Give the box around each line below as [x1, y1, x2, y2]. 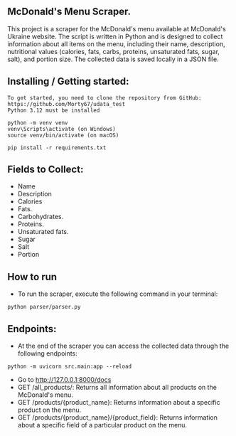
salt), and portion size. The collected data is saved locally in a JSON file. [7, 55, 219, 63]
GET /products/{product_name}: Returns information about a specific [17, 398, 220, 407]
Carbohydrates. [17, 213, 64, 221]
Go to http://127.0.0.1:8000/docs [17, 376, 112, 384]
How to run [7, 270, 58, 283]
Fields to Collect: [7, 164, 84, 176]
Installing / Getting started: [7, 75, 129, 87]
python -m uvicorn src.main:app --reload [7, 363, 132, 371]
